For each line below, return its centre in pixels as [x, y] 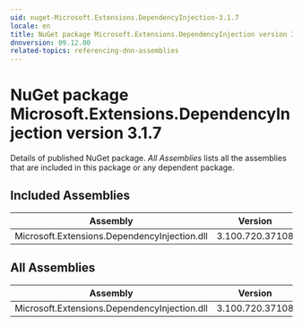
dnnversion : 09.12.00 [51, 43]
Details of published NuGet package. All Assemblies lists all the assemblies [149, 159]
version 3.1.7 [114, 133]
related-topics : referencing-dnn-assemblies [95, 51]
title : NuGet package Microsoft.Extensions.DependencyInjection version [149, 34]
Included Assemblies [70, 196]
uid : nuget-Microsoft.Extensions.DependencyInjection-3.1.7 [125, 17]
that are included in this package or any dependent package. [123, 167]
